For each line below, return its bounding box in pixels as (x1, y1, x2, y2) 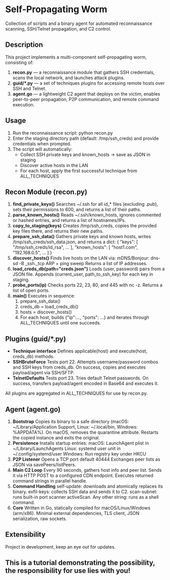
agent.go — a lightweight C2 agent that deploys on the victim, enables (12, 90, 160, 97)
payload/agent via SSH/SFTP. (12, 370, 75, 376)
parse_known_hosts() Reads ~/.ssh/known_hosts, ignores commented (12, 212, 161, 218)
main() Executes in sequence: (12, 293, 75, 299)
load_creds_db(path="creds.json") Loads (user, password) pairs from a (12, 266, 165, 272)
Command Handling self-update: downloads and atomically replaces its (12, 484, 163, 489)
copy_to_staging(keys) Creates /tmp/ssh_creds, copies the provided (12, 222, 157, 229)
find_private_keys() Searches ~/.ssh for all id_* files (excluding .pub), (12, 201, 158, 207)
